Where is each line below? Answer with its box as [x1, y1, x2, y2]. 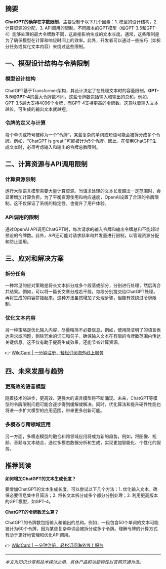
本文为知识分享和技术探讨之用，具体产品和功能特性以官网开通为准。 [5, 559, 144, 565]
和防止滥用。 [5, 239, 31, 244]
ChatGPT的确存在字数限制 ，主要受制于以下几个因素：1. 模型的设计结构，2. [5, 19, 158, 25]
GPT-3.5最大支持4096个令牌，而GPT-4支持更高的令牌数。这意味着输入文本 [5, 100, 159, 106]
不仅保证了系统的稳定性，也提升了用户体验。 [18, 201, 109, 206]
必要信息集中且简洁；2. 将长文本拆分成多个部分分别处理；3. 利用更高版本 [9, 492, 158, 498]
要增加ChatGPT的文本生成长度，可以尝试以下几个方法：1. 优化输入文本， [5, 486, 154, 492]
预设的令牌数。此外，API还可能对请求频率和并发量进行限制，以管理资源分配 [5, 232, 160, 238]
